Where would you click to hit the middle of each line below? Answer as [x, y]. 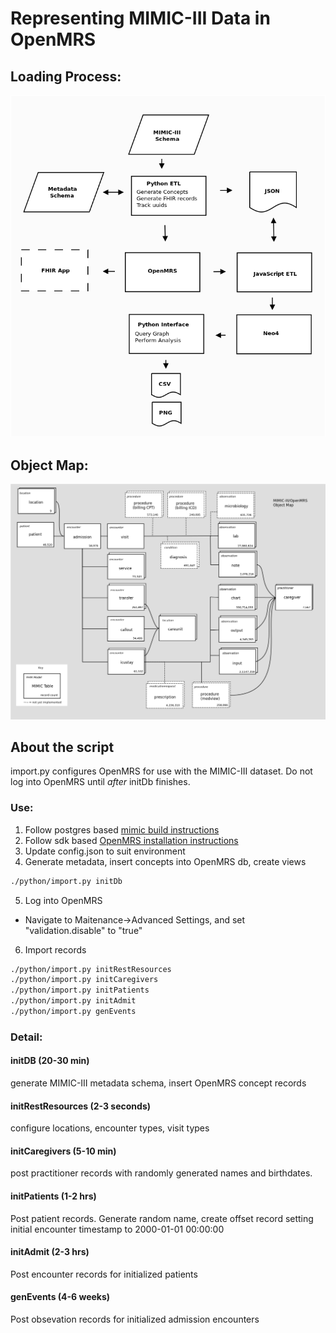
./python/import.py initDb [66, 881]
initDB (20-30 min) [50, 1061]
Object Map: [49, 465]
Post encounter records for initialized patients [104, 1274]
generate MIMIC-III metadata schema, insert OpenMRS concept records [158, 1083]
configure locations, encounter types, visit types [110, 1128]
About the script [62, 747]
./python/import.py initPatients [80, 990]
